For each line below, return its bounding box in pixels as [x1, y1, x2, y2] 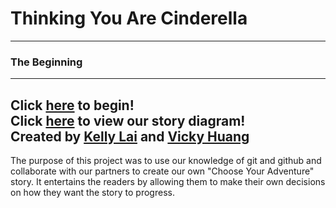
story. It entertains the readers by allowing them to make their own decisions [10, 176, 326, 188]
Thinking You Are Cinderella [10, 7, 248, 30]
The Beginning [10, 55, 83, 69]
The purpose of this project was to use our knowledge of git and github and [10, 155, 322, 167]
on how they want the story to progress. [10, 187, 175, 199]
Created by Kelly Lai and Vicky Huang [10, 128, 250, 145]
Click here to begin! [10, 97, 135, 114]
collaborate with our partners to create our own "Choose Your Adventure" [10, 165, 315, 177]
